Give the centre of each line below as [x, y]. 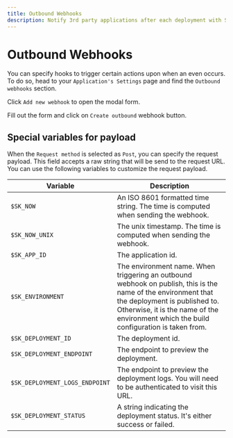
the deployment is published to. [168, 301]
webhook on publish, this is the [167, 284]
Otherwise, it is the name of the [168, 310]
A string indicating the [153, 407]
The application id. [147, 255]
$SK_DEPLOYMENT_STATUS [48, 416]
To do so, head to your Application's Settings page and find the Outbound [114, 81]
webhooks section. [32, 88]
